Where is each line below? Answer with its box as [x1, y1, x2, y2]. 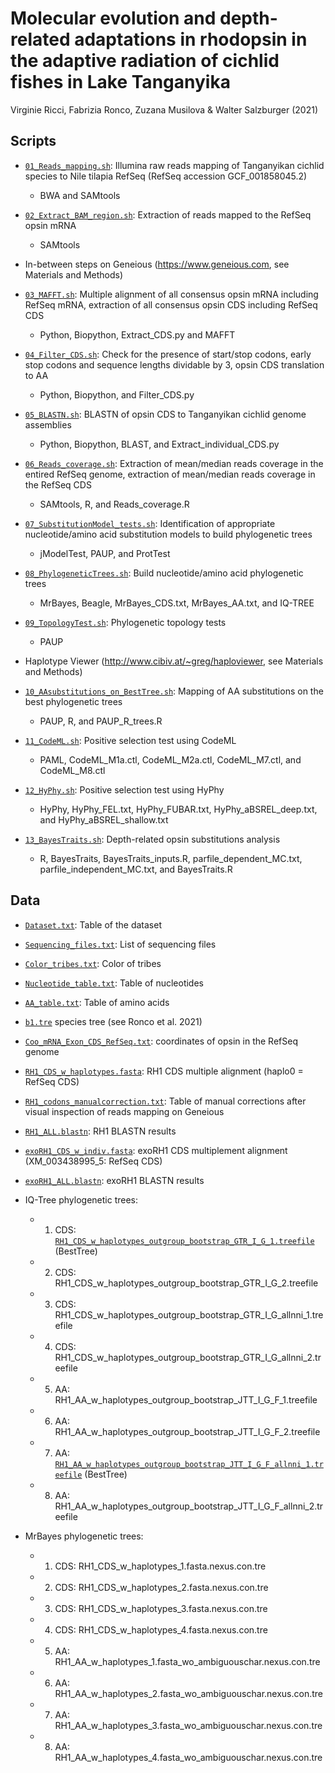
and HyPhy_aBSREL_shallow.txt [39, 813, 169, 826]
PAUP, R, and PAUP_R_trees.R [39, 715, 163, 727]
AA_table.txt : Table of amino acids [24, 996, 170, 1008]
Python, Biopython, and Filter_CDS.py [39, 388, 195, 401]
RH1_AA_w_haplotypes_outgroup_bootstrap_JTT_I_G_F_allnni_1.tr [54, 1459, 324, 1469]
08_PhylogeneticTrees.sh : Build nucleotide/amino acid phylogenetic [24, 567, 304, 579]
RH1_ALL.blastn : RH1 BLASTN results [24, 1125, 177, 1137]
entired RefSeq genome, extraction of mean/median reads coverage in [24, 468, 316, 480]
